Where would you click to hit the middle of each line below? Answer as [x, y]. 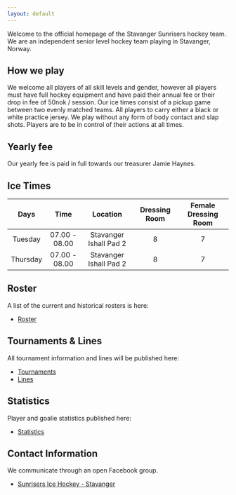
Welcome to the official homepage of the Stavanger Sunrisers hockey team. [117, 34]
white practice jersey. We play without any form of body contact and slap [113, 117]
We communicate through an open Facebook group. [83, 470]
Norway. [19, 48]
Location [107, 215]
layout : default [31, 14]
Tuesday [26, 239]
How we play [36, 71]
